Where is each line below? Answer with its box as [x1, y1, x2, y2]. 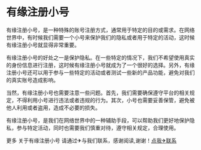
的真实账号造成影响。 [6, 76, 59, 84]
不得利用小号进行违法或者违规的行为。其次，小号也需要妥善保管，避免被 [16, 96, 195, 103]
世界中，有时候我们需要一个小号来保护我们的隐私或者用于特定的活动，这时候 [6, 33, 195, 41]
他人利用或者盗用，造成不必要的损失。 [6, 104, 100, 111]
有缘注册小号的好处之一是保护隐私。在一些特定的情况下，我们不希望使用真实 [6, 54, 195, 61]
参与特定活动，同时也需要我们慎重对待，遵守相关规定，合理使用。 [16, 124, 179, 131]
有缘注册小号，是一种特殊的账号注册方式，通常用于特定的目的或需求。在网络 [6, 26, 195, 33]
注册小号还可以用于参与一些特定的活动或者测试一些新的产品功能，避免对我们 [6, 69, 195, 76]
